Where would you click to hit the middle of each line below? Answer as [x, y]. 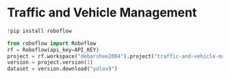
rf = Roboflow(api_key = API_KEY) [53, 49]
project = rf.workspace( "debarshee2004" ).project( [81, 56]
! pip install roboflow [39, 31]
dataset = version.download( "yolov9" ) [62, 69]
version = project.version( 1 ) [50, 63]
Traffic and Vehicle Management [102, 13]
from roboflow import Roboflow [52, 43]
